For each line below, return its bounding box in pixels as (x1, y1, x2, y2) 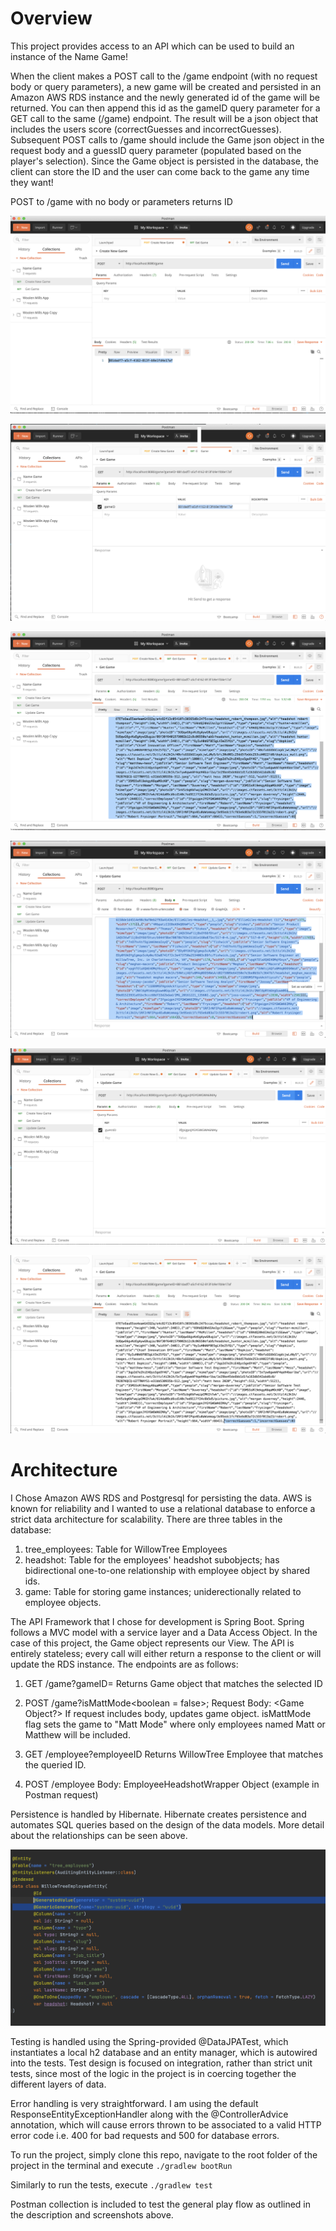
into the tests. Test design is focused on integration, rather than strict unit (10, 2057, 313, 2069)
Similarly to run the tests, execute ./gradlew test (10, 2179, 213, 2191)
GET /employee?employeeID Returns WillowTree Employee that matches (24, 1748, 324, 1760)
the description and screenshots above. (10, 2209, 174, 2221)
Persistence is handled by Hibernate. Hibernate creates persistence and (10, 1808, 307, 1820)
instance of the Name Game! (10, 50, 128, 62)
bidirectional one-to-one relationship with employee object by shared (24, 1564, 311, 1576)
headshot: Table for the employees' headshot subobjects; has (24, 1553, 280, 1566)
